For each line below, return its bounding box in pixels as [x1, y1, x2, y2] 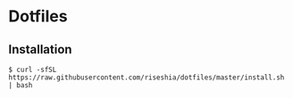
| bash [8, 81, 33, 90]
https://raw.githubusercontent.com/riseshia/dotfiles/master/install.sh [8, 73, 285, 82]
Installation [8, 42, 72, 57]
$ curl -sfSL [8, 65, 57, 74]
